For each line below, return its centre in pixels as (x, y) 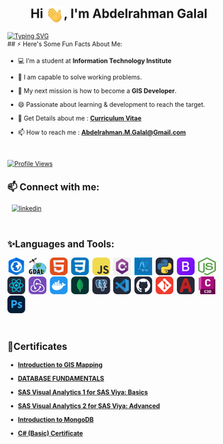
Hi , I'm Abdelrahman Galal (119, 14)
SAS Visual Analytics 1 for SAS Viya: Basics (83, 392)
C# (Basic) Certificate (50, 433)
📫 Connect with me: (53, 187)
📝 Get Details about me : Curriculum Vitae (79, 118)
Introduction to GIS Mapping (60, 364)
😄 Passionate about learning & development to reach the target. (111, 105)
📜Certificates (37, 347)
